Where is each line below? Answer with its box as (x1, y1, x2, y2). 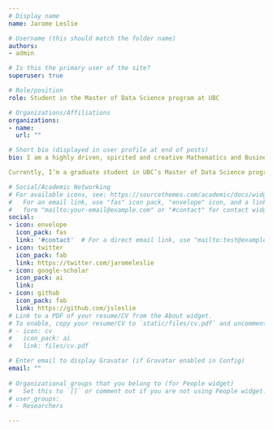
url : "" (15, 131, 42, 139)
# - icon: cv (8, 327, 53, 335)
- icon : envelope (8, 221, 67, 229)
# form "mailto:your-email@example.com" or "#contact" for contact (8, 205, 249, 214)
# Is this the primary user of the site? (8, 64, 151, 72)
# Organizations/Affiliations (8, 108, 111, 116)
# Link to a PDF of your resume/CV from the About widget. (8, 311, 213, 320)
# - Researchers (8, 402, 63, 410)
